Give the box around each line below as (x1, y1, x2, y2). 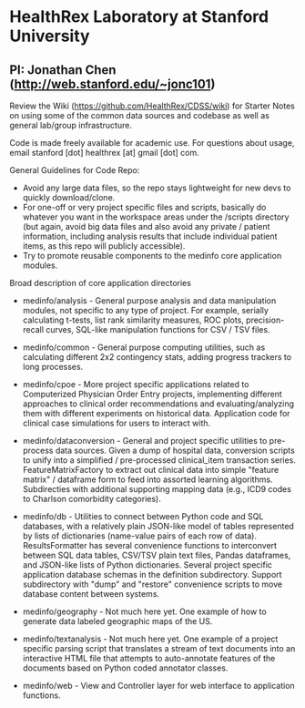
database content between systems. (22, 589, 160, 599)
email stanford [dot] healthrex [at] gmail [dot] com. (9, 148, 200, 158)
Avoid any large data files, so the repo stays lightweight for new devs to (22, 182, 291, 193)
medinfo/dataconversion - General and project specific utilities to (22, 436, 268, 446)
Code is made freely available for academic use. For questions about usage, (9, 138, 295, 148)
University (9, 26, 90, 46)
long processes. (22, 362, 84, 372)
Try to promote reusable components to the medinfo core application (22, 251, 282, 261)
